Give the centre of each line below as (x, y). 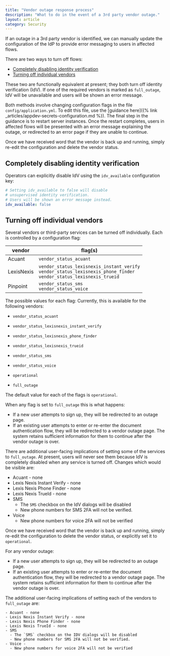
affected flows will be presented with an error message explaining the (78, 127)
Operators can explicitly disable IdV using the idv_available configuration (83, 175)
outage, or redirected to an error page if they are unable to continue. (77, 132)
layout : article (22, 19)
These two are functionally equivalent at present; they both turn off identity (84, 84)
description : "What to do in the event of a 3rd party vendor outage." (82, 15)
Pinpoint (18, 286)
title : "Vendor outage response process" (50, 10)
